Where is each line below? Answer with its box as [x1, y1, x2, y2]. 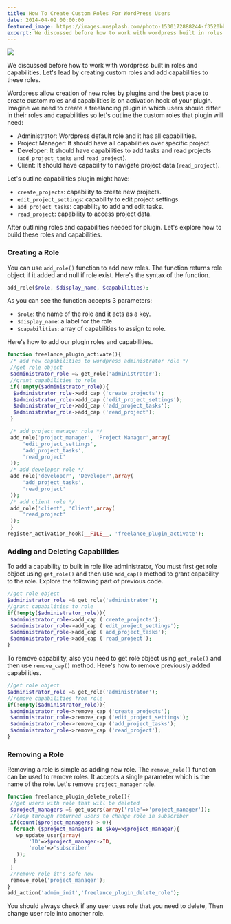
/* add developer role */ [10, 466, 85, 473]
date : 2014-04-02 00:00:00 [7, 17, 85, 23]
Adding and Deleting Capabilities [7, 546, 120, 556]
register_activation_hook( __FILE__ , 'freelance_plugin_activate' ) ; [7, 530, 205, 538]
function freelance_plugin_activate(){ [7, 351, 122, 359]
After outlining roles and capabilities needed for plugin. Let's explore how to [7, 223, 222, 232]
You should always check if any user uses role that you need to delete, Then [7, 902, 223, 910]
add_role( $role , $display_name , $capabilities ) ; [7, 284, 149, 291]
